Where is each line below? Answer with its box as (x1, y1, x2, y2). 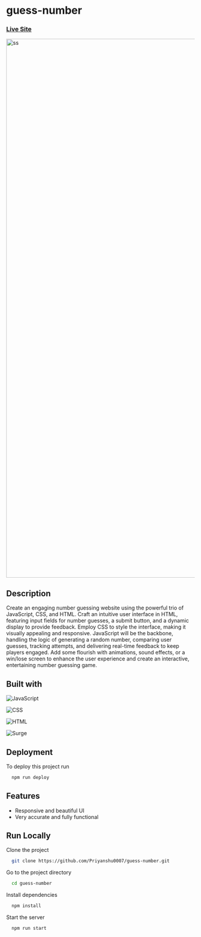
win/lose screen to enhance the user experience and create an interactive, (6, 655, 190, 662)
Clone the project (6, 847, 49, 854)
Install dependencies (6, 891, 58, 899)
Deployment (6, 747, 53, 757)
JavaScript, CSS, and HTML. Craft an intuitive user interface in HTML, (6, 611, 178, 618)
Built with (6, 679, 42, 689)
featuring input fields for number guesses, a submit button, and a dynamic (6, 617, 190, 624)
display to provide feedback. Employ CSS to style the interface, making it (6, 623, 186, 630)
